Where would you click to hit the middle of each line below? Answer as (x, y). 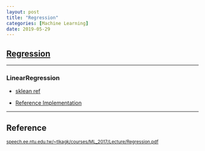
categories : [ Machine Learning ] (47, 23)
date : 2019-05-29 (28, 29)
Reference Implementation (49, 103)
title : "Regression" (33, 18)
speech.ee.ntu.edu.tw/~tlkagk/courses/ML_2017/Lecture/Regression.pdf (82, 142)
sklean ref (28, 91)
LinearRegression (33, 78)
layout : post (23, 12)
